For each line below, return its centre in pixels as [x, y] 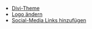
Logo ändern [27, 14]
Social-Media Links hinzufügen [49, 20]
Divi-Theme [25, 8]
